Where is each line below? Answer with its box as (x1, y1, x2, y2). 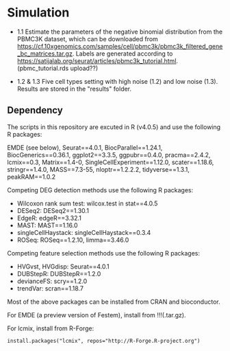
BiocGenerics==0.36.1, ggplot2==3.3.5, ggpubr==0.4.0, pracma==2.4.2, (7, 150, 211, 159)
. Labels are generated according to (72, 49, 173, 58)
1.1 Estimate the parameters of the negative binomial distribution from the (16, 27, 223, 36)
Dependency (7, 104, 63, 116)
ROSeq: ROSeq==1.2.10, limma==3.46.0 (16, 236, 129, 244)
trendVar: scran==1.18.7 (16, 284, 84, 293)
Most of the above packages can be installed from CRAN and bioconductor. (7, 297, 220, 306)
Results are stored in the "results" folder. (16, 84, 132, 93)
